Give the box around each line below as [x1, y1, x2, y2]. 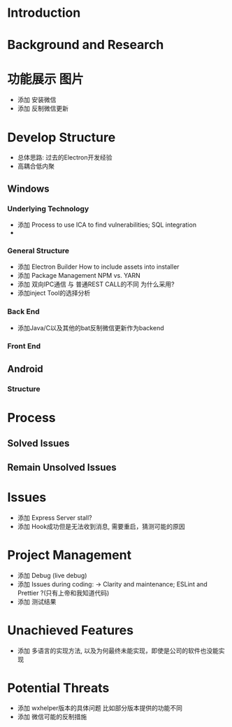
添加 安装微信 [17, 96, 57, 104]
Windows [7, 183, 50, 195]
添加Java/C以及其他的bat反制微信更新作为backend [17, 323, 164, 332]
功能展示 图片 [7, 71, 84, 87]
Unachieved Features [7, 622, 134, 638]
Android [7, 362, 43, 375]
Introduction [7, 5, 81, 21]
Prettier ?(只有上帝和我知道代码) [17, 588, 110, 597]
